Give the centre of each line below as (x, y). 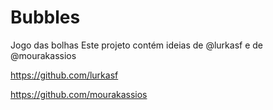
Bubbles (45, 17)
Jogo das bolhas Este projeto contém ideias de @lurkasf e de (136, 45)
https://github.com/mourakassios (79, 94)
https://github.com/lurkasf (64, 75)
